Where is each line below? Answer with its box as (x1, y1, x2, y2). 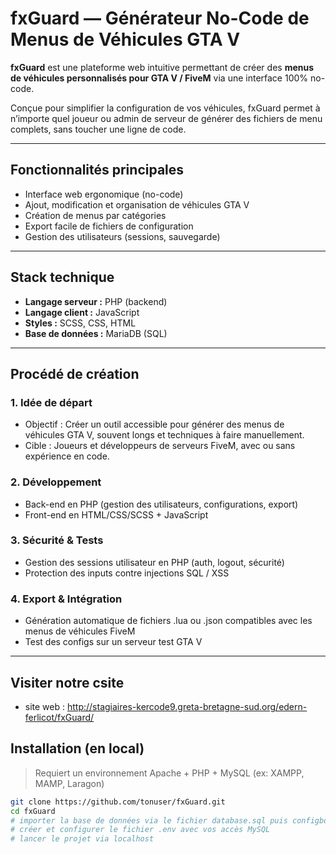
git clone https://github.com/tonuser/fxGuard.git (10, 797, 226, 807)
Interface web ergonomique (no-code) (24, 188, 184, 200)
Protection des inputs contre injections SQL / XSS (24, 567, 230, 579)
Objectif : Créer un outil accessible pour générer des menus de (24, 418, 285, 431)
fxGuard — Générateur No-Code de (10, 7, 310, 30)
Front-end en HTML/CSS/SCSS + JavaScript (24, 508, 209, 521)
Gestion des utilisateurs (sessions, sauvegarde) (24, 230, 221, 242)
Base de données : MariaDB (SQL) (24, 327, 168, 339)
